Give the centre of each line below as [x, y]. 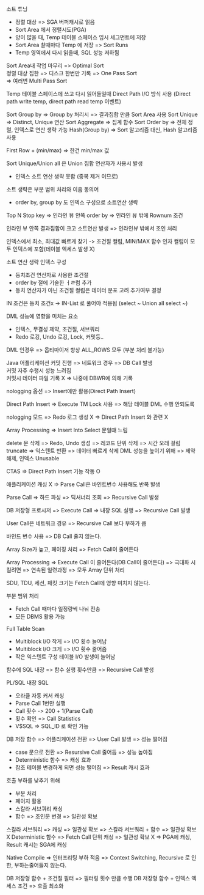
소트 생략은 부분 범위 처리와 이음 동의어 [53, 189]
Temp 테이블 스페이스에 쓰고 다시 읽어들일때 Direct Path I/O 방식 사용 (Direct [98, 94]
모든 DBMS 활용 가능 [40, 617]
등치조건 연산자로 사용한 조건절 [52, 275]
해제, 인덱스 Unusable [33, 458]
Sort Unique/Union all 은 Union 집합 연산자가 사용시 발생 [75, 163]
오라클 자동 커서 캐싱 [40, 695]
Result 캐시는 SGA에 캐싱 [37, 845]
